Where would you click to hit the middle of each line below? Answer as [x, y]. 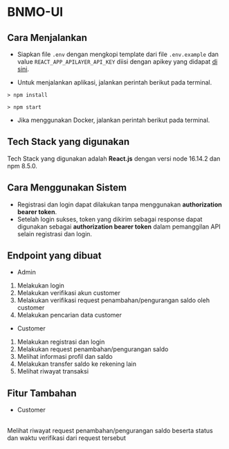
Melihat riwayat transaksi [53, 371]
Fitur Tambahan [42, 393]
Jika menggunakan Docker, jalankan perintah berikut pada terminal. [113, 120]
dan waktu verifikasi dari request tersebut [66, 438]
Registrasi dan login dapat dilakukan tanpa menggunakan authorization [120, 204]
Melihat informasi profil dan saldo [65, 357]
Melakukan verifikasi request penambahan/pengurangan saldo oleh [113, 300]
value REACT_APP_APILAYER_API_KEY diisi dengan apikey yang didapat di [117, 62]
